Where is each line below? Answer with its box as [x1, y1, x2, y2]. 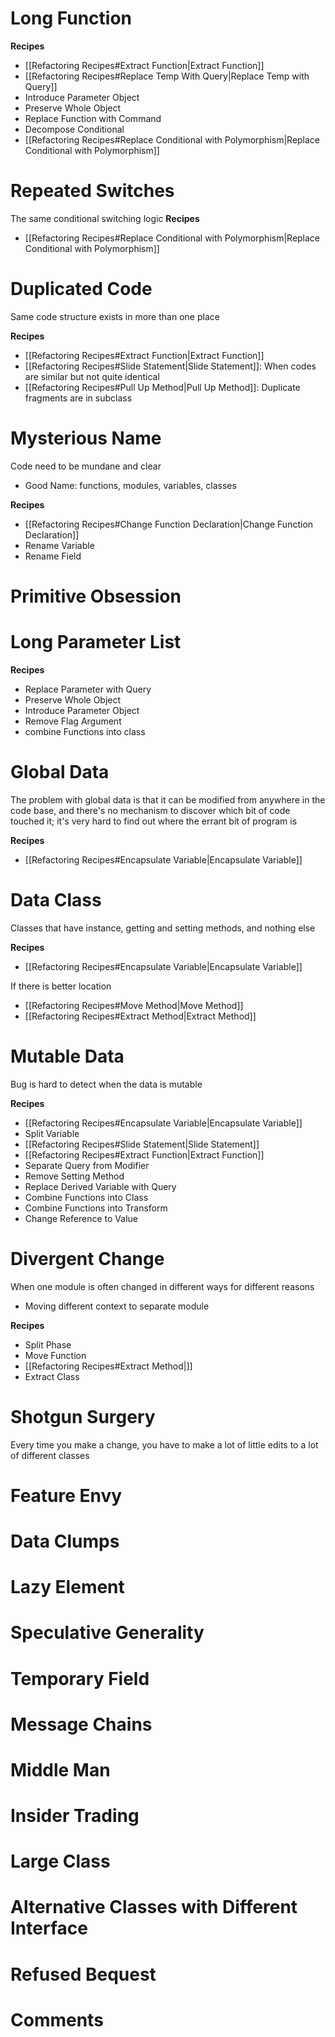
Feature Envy [10, 1484, 123, 1507]
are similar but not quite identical [24, 370, 160, 382]
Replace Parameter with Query [24, 683, 152, 695]
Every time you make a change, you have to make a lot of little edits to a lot [10, 1438, 319, 1451]
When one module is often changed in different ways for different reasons [10, 1280, 315, 1292]
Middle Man [10, 1758, 111, 1781]
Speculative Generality [10, 1622, 205, 1644]
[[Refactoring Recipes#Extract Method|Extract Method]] [24, 1010, 257, 1022]
